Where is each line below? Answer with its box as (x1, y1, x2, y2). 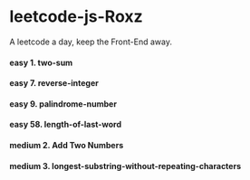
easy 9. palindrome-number (9, 98, 118, 109)
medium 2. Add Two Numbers (9, 139, 124, 150)
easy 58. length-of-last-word (9, 119, 122, 130)
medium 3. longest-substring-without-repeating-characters (9, 160, 242, 171)
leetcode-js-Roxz (9, 6, 143, 27)
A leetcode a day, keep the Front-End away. (9, 36, 172, 47)
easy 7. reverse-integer (9, 78, 100, 89)
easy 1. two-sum (9, 57, 73, 68)
